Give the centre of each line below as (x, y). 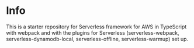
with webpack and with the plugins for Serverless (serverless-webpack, (93, 32)
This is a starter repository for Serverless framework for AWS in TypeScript (96, 27)
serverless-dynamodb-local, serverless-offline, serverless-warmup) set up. (97, 39)
